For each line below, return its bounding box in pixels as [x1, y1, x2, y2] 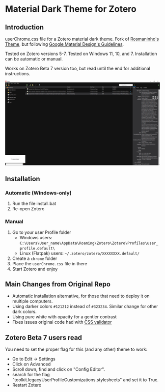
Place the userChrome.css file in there [12, 260, 87, 266]
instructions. [5, 71, 30, 77]
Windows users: [19, 234, 53, 240]
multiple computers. [12, 298, 53, 304]
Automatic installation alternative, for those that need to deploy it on [12, 293, 150, 299]
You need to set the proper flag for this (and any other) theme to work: [5, 346, 147, 352]
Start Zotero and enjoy [12, 266, 58, 272]
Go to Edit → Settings [12, 356, 55, 362]
